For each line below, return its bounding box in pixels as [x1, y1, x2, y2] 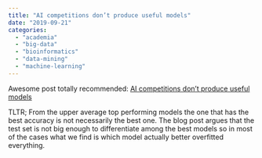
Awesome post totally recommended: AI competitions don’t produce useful [8, 84, 250, 93]
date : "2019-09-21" [8, 19, 72, 27]
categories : [8, 26, 47, 34]
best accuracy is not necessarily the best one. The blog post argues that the [8, 115, 255, 125]
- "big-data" [15, 41, 58, 48]
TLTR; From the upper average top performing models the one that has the [8, 107, 249, 117]
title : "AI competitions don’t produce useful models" [8, 11, 191, 20]
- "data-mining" [15, 56, 68, 63]
